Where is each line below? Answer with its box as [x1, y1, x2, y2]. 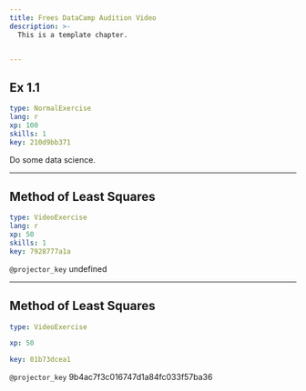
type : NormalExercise [9, 104, 92, 114]
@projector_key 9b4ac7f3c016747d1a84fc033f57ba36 [9, 372, 213, 383]
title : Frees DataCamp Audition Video [9, 13, 157, 23]
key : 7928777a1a [9, 246, 71, 256]
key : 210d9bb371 [9, 137, 71, 146]
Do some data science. [9, 154, 96, 165]
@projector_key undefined [9, 263, 107, 274]
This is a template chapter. [17, 30, 128, 39]
